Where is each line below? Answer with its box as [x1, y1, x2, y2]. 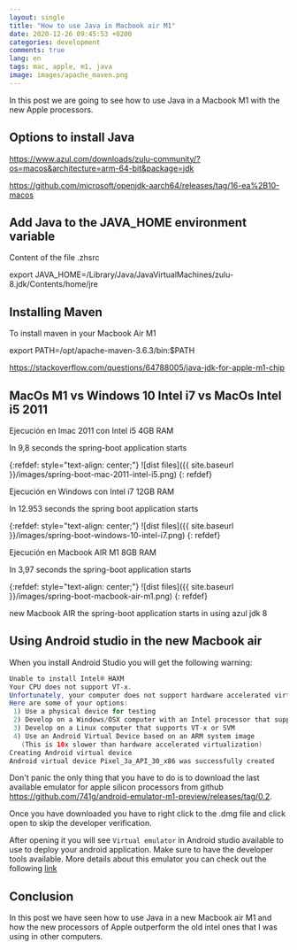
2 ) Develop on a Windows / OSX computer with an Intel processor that [12, 715, 271, 724]
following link [9, 863, 57, 874]
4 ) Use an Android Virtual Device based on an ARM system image [12, 731, 255, 740]
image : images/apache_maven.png [9, 71, 128, 80]
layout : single [9, 12, 65, 22]
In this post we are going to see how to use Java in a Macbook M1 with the [9, 95, 280, 105]
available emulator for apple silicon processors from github [9, 782, 224, 792]
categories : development [9, 37, 101, 47]
